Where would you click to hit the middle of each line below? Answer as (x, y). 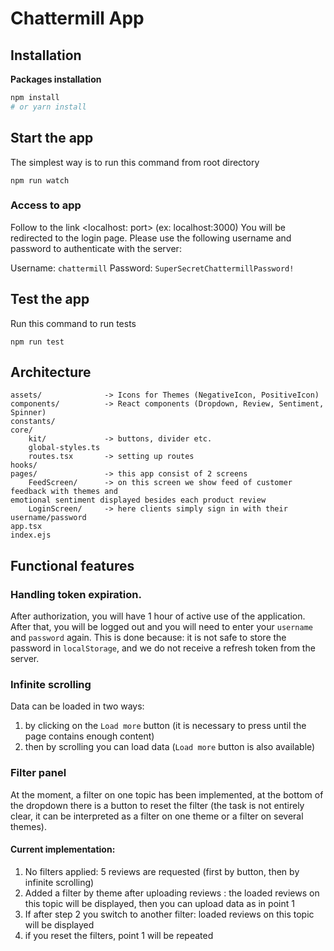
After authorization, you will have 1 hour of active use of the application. (158, 616)
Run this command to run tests (73, 323)
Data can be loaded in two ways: (77, 706)
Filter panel (38, 773)
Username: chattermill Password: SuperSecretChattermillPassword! (152, 268)
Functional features (72, 565)
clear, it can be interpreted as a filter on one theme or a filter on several (157, 816)
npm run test (37, 342)
